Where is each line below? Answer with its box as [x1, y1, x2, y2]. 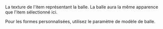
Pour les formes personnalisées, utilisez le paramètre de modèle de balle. [5, 19, 156, 24]
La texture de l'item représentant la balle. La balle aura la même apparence [5, 4, 159, 10]
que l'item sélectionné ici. [5, 9, 58, 15]
